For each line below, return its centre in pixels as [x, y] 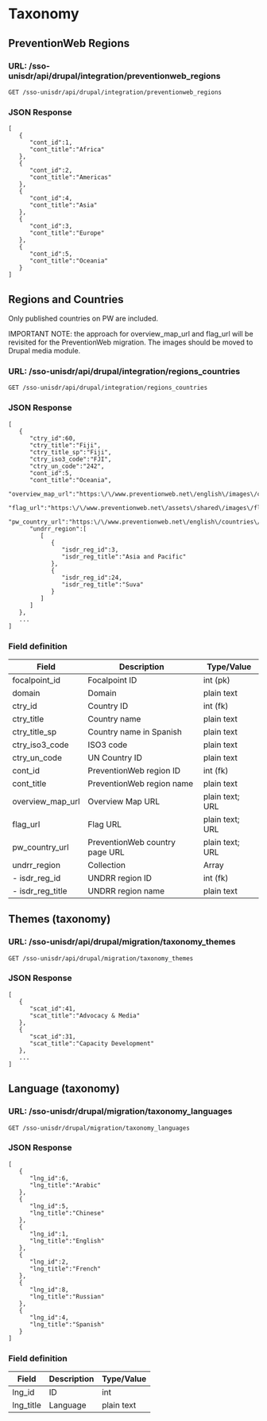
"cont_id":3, [51, 226]
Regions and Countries [66, 299]
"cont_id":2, [51, 171]
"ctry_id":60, [53, 438]
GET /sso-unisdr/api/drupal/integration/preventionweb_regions [115, 92]
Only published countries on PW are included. [83, 318]
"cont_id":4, [51, 199]
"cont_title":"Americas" [70, 177]
